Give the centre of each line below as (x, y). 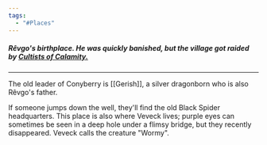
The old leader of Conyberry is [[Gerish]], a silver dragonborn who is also (128, 84)
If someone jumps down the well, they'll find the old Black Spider (114, 108)
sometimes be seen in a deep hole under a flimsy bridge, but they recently (130, 124)
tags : (17, 15)
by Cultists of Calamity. (48, 57)
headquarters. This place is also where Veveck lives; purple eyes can (122, 116)
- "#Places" (35, 23)
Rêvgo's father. (33, 93)
